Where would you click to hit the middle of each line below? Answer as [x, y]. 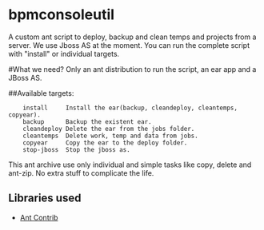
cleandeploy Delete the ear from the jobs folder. [109, 129]
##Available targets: [41, 93]
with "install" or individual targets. [64, 54]
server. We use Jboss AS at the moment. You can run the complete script [129, 45]
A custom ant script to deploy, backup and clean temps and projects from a [132, 37]
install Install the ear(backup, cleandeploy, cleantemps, [130, 108]
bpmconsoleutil [61, 15]
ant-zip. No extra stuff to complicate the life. [81, 172]
